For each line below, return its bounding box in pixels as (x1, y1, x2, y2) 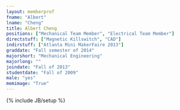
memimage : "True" (6, 81, 49, 87)
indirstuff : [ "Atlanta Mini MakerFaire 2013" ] (6, 42, 124, 48)
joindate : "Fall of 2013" (6, 64, 70, 70)
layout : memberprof (6, 8, 55, 15)
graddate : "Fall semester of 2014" (6, 48, 95, 54)
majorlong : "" (6, 58, 42, 64)
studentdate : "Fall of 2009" (6, 70, 79, 76)
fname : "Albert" (6, 14, 46, 20)
